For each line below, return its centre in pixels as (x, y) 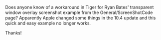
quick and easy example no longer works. (48, 23)
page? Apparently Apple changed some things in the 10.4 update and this (80, 18)
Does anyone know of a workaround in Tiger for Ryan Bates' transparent (80, 7)
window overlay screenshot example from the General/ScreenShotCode (79, 12)
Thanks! (13, 33)
